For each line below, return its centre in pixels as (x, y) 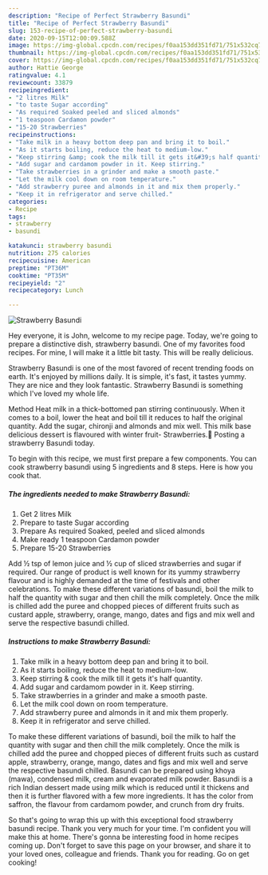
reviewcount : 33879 (41, 82)
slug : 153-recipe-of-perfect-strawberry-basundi (91, 30)
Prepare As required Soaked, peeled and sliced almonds (112, 531)
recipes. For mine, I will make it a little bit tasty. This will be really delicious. (131, 353)
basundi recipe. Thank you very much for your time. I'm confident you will (130, 829)
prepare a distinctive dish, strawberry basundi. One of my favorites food (127, 344)
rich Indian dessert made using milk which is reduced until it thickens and (129, 788)
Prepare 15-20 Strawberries (65, 548)
